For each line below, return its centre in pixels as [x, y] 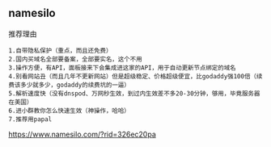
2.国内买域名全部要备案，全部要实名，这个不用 [76, 59]
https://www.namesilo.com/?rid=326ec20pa [82, 134]
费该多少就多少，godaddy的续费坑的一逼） [70, 85]
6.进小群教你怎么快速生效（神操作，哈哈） [70, 111]
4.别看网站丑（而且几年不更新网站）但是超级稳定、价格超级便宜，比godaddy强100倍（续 [135, 76]
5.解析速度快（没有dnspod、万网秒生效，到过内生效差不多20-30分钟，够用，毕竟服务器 [134, 93]
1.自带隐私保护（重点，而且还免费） [60, 50]
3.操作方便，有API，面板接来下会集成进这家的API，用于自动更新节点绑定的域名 [122, 68]
